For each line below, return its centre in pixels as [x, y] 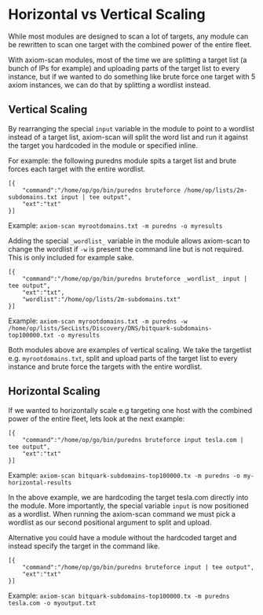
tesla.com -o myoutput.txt [52, 603]
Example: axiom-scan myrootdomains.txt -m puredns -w [98, 321]
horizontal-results [40, 482]
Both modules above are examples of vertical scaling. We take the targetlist [130, 350]
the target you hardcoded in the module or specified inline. [103, 145]
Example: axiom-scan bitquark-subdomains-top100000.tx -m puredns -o [124, 475]
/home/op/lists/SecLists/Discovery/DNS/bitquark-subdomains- [110, 328]
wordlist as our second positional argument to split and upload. [110, 522]
